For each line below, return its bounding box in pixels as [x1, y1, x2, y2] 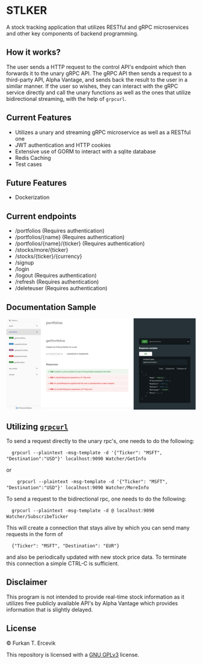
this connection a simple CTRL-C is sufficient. [6, 559, 119, 567]
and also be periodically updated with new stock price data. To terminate [6, 553, 187, 561]
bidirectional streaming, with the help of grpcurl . [6, 95, 127, 102]
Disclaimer [6, 577, 47, 588]
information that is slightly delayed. [6, 606, 93, 613]
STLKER [6, 4, 47, 17]
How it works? [6, 47, 61, 58]
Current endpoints [6, 211, 77, 221]
